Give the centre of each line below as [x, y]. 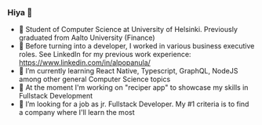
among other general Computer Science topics [95, 79]
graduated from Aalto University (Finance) [87, 37]
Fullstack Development [56, 96]
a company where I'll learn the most [76, 112]
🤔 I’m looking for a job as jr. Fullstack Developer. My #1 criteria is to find [134, 104]
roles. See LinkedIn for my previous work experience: [105, 55]
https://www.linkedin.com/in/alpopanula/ [84, 62]
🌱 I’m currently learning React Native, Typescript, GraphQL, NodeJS [128, 71]
